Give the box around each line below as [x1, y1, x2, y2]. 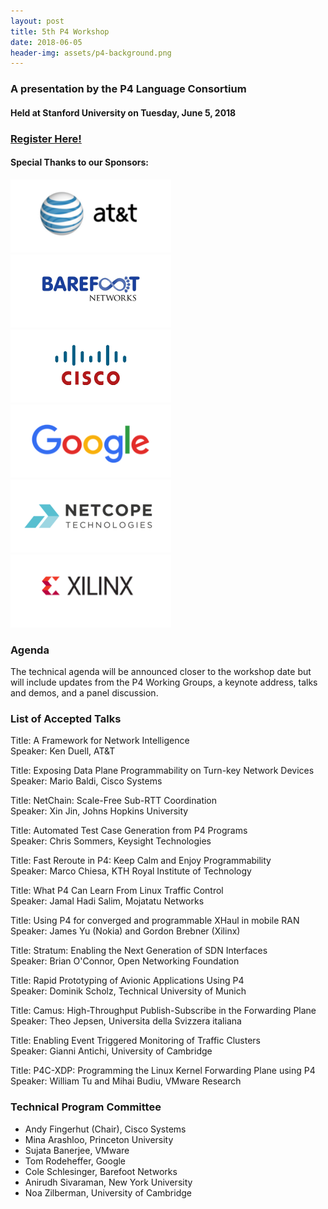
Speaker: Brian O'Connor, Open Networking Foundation [10, 955, 240, 967]
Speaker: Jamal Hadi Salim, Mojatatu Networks [10, 895, 205, 907]
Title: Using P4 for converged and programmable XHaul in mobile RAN [10, 915, 300, 927]
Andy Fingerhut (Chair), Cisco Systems [24, 1123, 187, 1135]
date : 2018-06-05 [10, 37, 83, 47]
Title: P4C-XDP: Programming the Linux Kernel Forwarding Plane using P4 [10, 1065, 316, 1077]
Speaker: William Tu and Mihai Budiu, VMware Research [10, 1075, 242, 1087]
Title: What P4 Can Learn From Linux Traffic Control [10, 885, 224, 897]
